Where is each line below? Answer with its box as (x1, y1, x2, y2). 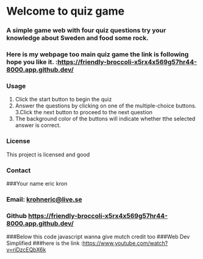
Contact (6, 166, 31, 175)
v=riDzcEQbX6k (6, 246, 46, 254)
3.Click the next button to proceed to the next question (15, 109, 153, 116)
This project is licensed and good (6, 151, 90, 158)
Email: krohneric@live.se (6, 195, 82, 203)
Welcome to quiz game (6, 4, 125, 18)
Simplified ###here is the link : (6, 239, 83, 247)
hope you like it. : (6, 58, 58, 67)
